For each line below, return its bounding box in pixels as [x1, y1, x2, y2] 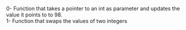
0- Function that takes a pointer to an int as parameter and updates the [6, 5, 181, 12]
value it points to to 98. [6, 11, 63, 18]
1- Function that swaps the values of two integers [6, 18, 128, 24]
